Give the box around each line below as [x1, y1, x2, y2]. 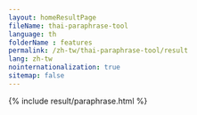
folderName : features [8, 37, 93, 47]
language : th [8, 29, 57, 38]
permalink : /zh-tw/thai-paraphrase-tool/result [8, 46, 189, 55]
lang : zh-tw [8, 54, 53, 63]
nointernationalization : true [8, 63, 121, 72]
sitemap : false [8, 71, 65, 80]
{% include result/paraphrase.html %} [8, 95, 148, 106]
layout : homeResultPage [8, 12, 97, 22]
